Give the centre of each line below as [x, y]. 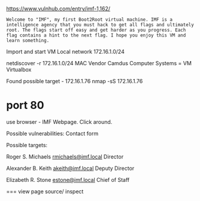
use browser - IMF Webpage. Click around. [59, 121]
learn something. [28, 41]
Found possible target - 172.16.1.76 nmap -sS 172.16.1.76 [75, 81]
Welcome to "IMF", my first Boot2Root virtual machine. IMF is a [89, 20]
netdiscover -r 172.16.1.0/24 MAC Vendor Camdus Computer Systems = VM [99, 63]
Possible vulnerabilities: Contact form [52, 133]
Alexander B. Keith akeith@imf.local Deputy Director [70, 168]
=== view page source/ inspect [45, 191]
